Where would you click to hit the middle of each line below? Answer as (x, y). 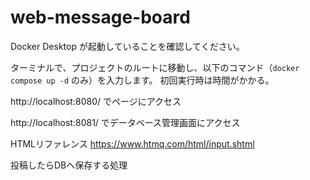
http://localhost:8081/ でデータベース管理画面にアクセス (125, 122)
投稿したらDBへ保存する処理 (69, 165)
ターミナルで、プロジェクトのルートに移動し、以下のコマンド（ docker (155, 67)
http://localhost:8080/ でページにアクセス (96, 101)
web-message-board (100, 17)
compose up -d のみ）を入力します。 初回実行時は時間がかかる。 (142, 80)
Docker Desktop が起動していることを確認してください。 (127, 46)
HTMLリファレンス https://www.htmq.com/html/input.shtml (132, 143)
